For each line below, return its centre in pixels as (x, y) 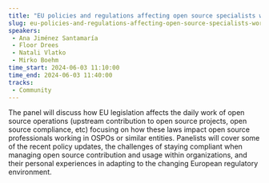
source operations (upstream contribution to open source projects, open (128, 121)
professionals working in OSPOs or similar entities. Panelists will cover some (134, 138)
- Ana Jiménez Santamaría (55, 38)
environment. (30, 172)
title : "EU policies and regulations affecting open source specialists (132, 16)
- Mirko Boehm (35, 61)
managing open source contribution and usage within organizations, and (128, 155)
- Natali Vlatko (39, 53)
